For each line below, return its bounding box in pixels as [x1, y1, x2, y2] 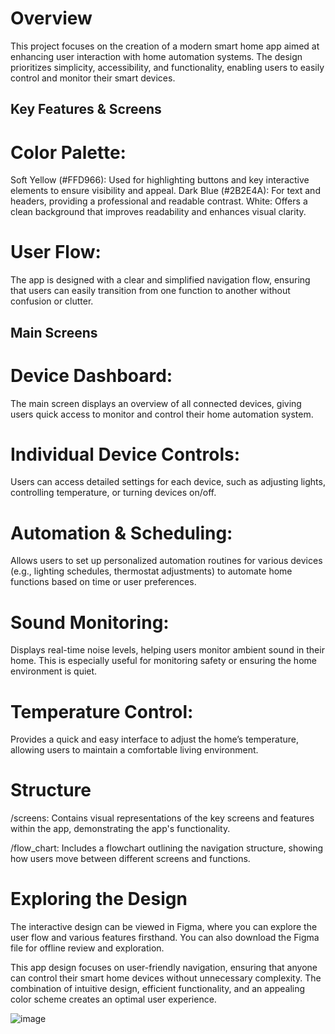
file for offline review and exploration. [10, 942, 165, 954]
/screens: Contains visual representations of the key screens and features [10, 812, 315, 824]
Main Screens [10, 324, 98, 341]
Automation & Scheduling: [10, 522, 233, 544]
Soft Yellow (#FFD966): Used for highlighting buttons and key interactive [10, 174, 310, 186]
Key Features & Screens [10, 101, 162, 118]
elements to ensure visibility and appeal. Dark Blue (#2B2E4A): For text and [10, 185, 321, 197]
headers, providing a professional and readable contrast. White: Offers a [10, 195, 308, 207]
